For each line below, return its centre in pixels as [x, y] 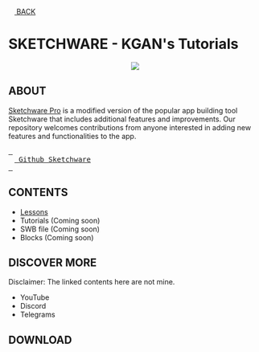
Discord [33, 306]
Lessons [34, 211]
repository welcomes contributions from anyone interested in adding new [130, 127]
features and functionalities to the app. [72, 136]
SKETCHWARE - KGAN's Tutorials [123, 44]
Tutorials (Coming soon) [60, 220]
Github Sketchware [55, 159]
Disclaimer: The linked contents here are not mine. [92, 282]
